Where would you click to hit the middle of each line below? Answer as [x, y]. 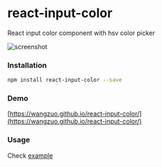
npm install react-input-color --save [65, 80]
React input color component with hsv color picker [81, 33]
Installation [27, 65]
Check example [30, 156]
